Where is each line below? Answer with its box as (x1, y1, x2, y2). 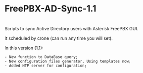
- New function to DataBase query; (4, 55, 78, 60)
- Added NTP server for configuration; (4, 63, 87, 69)
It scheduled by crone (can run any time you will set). (4, 35, 113, 41)
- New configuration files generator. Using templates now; (4, 59, 132, 64)
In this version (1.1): (4, 45, 44, 51)
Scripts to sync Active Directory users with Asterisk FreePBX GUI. (4, 26, 139, 32)
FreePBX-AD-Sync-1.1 (4, 3, 96, 14)
